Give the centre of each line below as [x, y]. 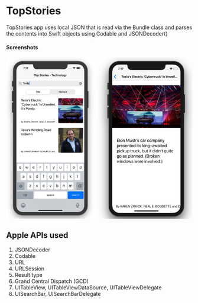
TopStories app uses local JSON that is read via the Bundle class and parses [99, 27]
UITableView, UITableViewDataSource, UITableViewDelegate [88, 287]
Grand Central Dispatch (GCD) [51, 281]
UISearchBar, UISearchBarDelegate [58, 294]
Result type [29, 275]
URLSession [30, 269]
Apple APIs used [37, 235]
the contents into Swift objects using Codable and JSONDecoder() [87, 33]
